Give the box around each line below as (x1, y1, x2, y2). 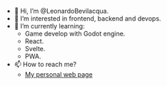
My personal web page (24, 70, 93, 78)
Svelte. (24, 45, 46, 53)
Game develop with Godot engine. (24, 29, 126, 38)
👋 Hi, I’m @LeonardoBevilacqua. (14, 7, 109, 15)
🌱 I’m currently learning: (14, 22, 85, 30)
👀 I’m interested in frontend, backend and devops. (14, 14, 162, 23)
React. (24, 37, 44, 45)
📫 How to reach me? (14, 60, 77, 68)
